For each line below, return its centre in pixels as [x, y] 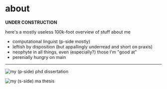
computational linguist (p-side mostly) [51, 41]
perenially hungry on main [39, 57]
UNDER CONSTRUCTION [31, 22]
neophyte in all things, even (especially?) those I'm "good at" [75, 52]
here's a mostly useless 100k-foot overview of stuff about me [68, 32]
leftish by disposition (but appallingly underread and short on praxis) [83, 46]
